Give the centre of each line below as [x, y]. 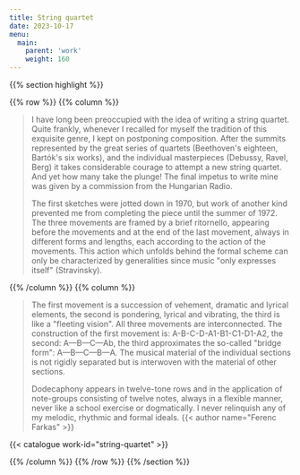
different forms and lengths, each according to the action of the [148, 242]
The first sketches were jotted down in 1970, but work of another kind [159, 203]
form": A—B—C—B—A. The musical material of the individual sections [161, 352]
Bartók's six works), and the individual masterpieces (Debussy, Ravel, [159, 157]
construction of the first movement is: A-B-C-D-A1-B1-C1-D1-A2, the [157, 333]
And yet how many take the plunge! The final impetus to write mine [155, 177]
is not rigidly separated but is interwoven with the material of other [154, 362]
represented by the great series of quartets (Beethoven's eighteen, [154, 148]
